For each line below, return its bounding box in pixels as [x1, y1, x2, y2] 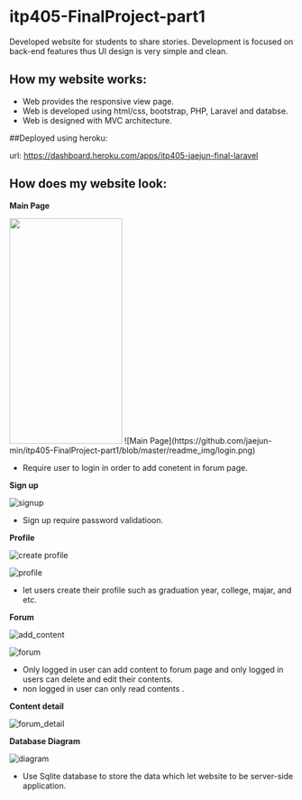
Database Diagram [9, 735, 81, 746]
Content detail [9, 701, 65, 712]
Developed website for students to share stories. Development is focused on [9, 36, 294, 47]
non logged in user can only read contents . [22, 683, 185, 694]
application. [22, 780, 67, 791]
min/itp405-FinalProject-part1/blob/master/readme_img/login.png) [9, 445, 256, 455]
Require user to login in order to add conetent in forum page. [22, 462, 248, 473]
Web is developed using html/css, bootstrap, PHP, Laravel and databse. [22, 106, 288, 116]
